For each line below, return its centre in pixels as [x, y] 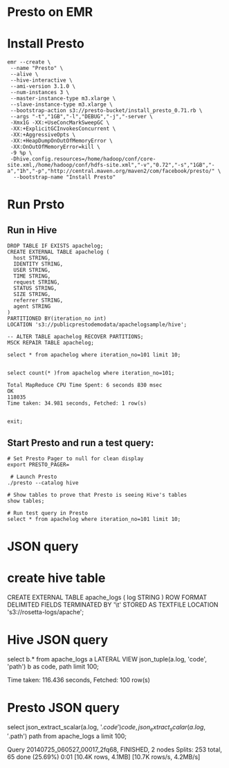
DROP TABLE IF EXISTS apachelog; [55, 246]
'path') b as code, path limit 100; [53, 666]
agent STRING [32, 307]
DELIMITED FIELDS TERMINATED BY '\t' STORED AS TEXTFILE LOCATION [113, 605]
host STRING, [32, 258]
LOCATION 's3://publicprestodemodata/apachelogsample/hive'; [97, 325]
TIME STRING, [32, 276]
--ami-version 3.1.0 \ [43, 86]
